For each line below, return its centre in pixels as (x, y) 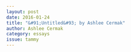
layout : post (23, 12)
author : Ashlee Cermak (35, 28)
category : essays (28, 34)
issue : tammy (23, 39)
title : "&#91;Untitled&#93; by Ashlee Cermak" (66, 23)
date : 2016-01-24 (28, 17)
